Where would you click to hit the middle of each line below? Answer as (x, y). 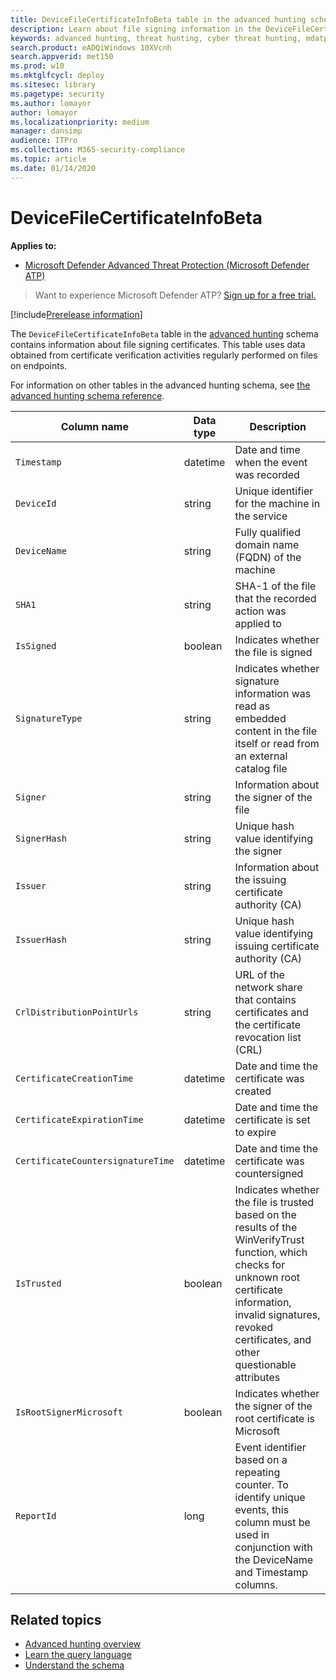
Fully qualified (267, 532)
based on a (261, 1459)
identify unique (270, 1497)
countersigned (269, 1173)
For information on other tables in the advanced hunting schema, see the (160, 385)
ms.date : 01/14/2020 (53, 168)
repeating (257, 1472)
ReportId (36, 1515)
